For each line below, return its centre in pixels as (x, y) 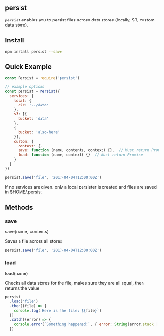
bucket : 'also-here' (39, 132)
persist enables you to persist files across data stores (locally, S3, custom (80, 20)
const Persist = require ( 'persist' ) (42, 78)
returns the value (22, 288)
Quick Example (29, 67)
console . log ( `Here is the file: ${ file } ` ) (58, 311)
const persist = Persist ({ (32, 92)
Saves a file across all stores (34, 241)
